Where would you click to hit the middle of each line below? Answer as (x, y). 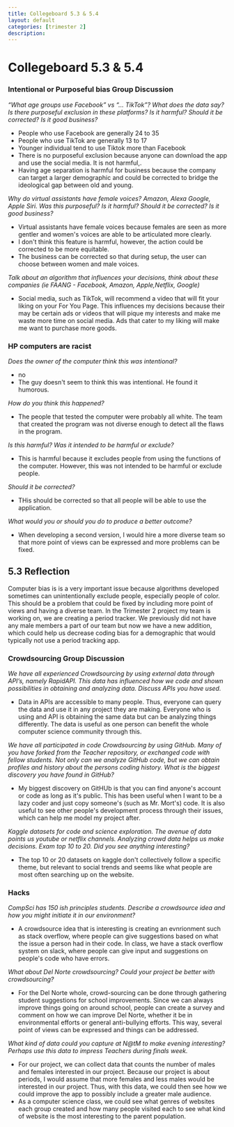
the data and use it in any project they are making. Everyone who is (114, 710)
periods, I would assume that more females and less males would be (116, 1080)
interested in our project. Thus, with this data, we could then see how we (122, 1087)
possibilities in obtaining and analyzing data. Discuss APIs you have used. (115, 689)
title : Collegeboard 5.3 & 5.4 (53, 14)
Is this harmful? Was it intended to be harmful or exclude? (91, 445)
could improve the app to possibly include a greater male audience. (115, 1094)
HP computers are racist (50, 346)
